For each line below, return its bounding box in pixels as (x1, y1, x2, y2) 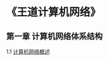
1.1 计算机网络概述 (6, 48, 50, 55)
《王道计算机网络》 (6, 5, 101, 19)
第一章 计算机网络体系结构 (6, 31, 103, 41)
